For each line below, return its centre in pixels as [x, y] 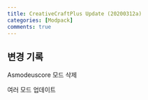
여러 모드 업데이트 [31, 90]
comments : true [29, 27]
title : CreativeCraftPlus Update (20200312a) [74, 14]
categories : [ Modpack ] [40, 20]
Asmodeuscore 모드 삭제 [42, 75]
